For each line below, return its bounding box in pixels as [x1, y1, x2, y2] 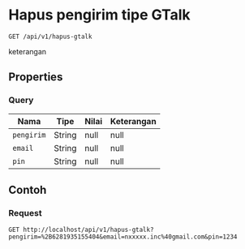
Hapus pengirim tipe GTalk [8, 6, 191, 24]
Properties [8, 71, 63, 84]
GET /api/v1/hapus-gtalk [8, 32, 92, 41]
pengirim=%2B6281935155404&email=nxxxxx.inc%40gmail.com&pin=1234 [8, 233, 238, 241]
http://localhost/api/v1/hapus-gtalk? [23, 225, 154, 234]
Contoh [8, 183, 47, 197]
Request [8, 207, 42, 218]
